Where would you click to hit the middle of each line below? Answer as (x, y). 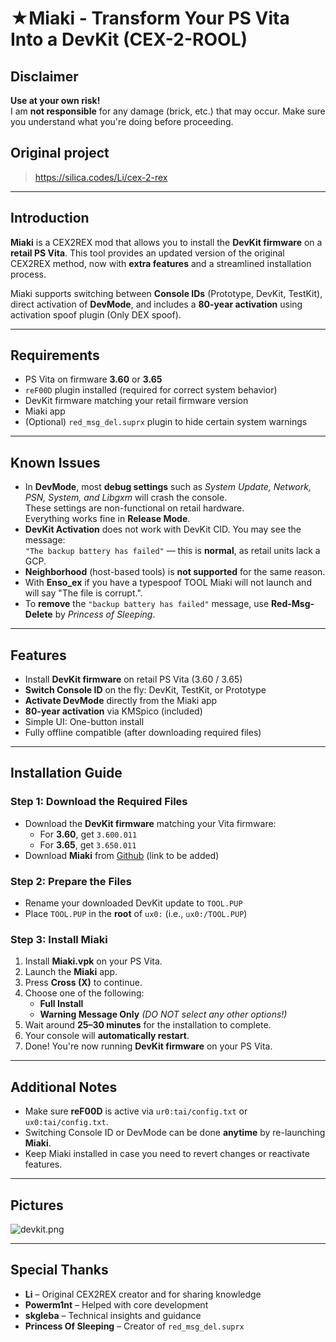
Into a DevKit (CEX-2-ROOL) (129, 39)
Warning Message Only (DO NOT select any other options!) (163, 1014)
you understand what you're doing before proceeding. (122, 121)
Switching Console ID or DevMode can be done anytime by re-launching (175, 1133)
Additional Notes (64, 1087)
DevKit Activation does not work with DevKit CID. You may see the (163, 529)
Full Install (61, 1004)
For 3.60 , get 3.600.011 (88, 834)
